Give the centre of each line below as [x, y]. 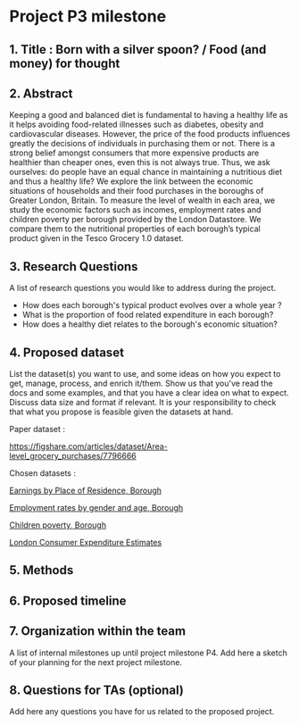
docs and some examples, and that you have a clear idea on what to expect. [149, 393]
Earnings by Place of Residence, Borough [86, 491]
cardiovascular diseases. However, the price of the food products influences [150, 134]
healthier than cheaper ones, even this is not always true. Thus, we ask [140, 162]
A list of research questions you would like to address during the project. [143, 288]
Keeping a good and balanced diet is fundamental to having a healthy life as [149, 115]
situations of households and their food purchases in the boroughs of [137, 191]
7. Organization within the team [97, 631]
